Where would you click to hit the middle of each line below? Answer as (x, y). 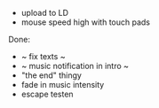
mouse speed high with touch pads (85, 22)
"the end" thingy (51, 75)
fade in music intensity (63, 85)
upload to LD (44, 13)
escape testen (47, 94)
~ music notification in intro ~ (75, 66)
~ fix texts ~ (43, 56)
